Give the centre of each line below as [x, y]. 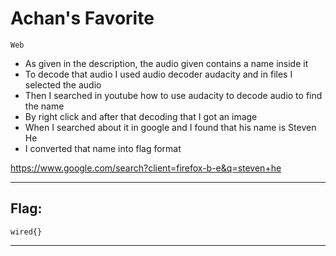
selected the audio [63, 84]
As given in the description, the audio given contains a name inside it [166, 63]
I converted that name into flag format [103, 148]
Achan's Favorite [82, 18]
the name [44, 106]
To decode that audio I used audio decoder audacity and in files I [158, 74]
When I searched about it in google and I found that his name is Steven [170, 127]
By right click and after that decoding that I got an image [141, 116]
